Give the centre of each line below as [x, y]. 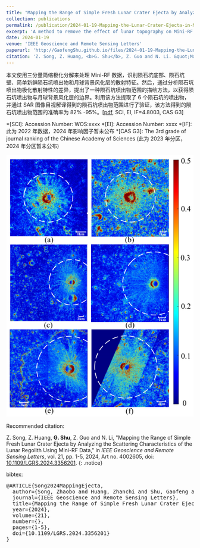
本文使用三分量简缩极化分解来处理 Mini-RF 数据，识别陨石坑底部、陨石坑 [96, 75]
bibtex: [15, 475]
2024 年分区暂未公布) [33, 146]
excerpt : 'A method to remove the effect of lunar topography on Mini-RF [100, 32]
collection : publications [38, 19]
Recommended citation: [35, 426]
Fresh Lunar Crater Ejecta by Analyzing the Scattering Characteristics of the [99, 444]
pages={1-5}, [31, 527]
